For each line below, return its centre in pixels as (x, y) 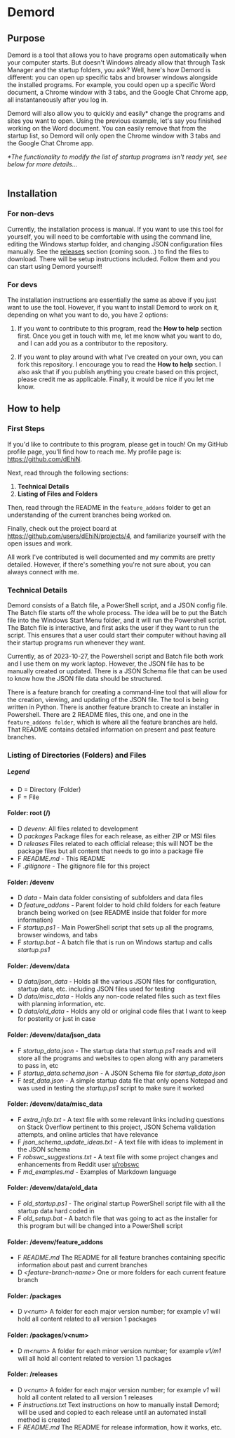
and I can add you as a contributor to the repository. (93, 343)
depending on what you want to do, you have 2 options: (88, 315)
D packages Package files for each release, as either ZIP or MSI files (116, 836)
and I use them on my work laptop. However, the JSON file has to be (106, 664)
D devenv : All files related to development (78, 829)
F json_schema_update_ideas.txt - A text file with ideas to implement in (120, 1142)
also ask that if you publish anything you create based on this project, (118, 371)
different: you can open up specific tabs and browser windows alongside (113, 77)
